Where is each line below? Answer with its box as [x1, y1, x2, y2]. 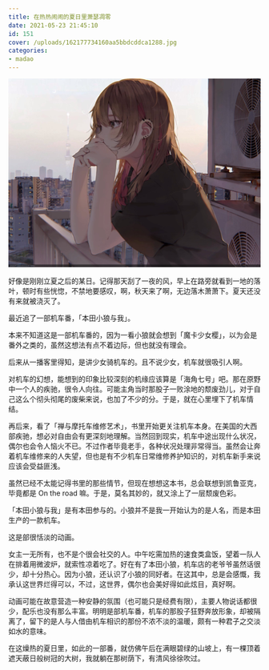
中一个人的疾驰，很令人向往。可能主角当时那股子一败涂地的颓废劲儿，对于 [8, 384, 254, 394]
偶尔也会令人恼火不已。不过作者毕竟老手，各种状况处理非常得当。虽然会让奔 [8, 441, 261, 451]
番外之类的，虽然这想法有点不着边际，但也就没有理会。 [8, 340, 191, 350]
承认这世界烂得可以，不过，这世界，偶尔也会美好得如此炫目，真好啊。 [8, 579, 240, 588]
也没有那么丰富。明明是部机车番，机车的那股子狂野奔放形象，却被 [35, 606, 254, 616]
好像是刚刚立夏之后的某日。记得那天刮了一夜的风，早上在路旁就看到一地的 [8, 276, 254, 286]
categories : [8, 46, 48, 55]
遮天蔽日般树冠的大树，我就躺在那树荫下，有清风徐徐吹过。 [8, 653, 205, 663]
